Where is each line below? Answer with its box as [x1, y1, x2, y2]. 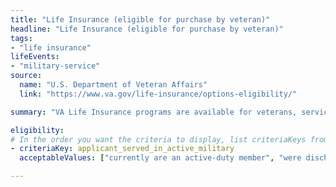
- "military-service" [10, 61, 101, 71]
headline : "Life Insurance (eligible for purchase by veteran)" [10, 24, 284, 34]
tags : [10, 33, 33, 43]
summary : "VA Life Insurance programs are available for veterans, [10, 107, 298, 117]
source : [10, 71, 43, 81]
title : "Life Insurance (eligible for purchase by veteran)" [10, 14, 271, 25]
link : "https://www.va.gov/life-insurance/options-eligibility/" [19, 89, 298, 99]
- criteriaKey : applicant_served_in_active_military [10, 144, 235, 154]
